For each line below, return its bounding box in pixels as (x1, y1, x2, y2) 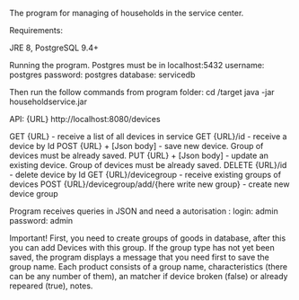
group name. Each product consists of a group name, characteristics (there (9, 261, 288, 272)
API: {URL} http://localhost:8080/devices (9, 114, 161, 124)
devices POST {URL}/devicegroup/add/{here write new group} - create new (9, 179, 290, 190)
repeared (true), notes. (9, 280, 93, 291)
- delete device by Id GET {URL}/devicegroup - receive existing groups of (9, 170, 281, 180)
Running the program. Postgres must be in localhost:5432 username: (9, 60, 265, 70)
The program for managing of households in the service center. (9, 8, 244, 18)
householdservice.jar (9, 96, 88, 107)
